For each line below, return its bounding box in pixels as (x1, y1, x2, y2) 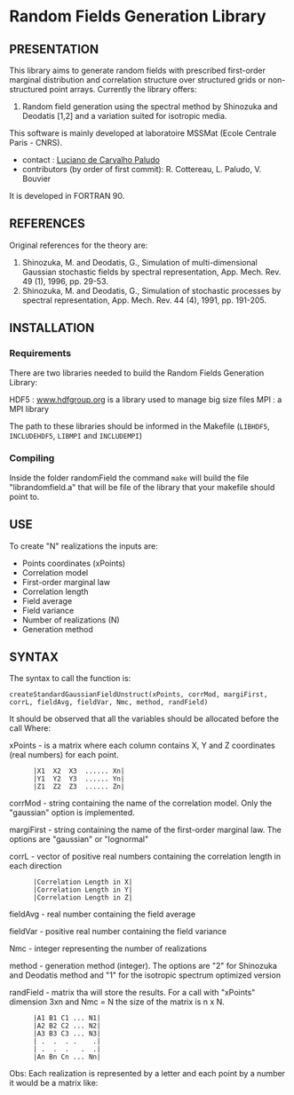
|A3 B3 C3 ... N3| (32, 1029, 101, 1038)
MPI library (9, 403, 50, 414)
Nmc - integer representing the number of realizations (9, 943, 207, 954)
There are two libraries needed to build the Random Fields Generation (9, 367, 265, 378)
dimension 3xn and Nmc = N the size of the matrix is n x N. (9, 996, 225, 1007)
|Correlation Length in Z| (32, 893, 133, 902)
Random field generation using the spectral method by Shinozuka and (21, 101, 278, 112)
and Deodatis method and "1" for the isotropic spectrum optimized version (9, 970, 282, 980)
